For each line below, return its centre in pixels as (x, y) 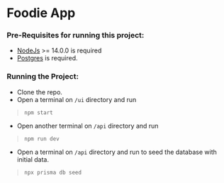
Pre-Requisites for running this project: (75, 35)
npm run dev (41, 139)
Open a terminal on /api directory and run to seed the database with (117, 152)
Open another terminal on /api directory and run (88, 126)
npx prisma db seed (53, 172)
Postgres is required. (47, 58)
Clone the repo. (40, 92)
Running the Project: (43, 77)
